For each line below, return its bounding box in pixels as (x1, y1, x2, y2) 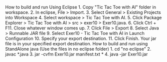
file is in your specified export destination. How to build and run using (5, 41, 148, 46)
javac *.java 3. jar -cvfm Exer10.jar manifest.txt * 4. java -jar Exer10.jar (5, 51, 148, 57)
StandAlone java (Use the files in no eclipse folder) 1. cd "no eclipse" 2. (5, 46, 152, 52)
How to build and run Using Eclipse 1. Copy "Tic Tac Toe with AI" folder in (5, 4, 156, 10)
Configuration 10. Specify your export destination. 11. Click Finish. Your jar (5, 35, 157, 41)
